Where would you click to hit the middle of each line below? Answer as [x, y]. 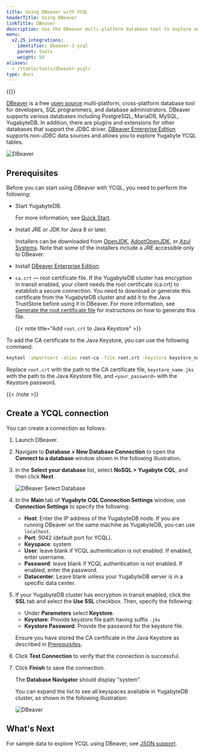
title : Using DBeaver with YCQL [47, 12]
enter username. [45, 557]
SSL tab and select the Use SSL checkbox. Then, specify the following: [104, 601]
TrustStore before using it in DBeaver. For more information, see [95, 304]
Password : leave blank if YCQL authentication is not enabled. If [103, 563]
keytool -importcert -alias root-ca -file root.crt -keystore [87, 358]
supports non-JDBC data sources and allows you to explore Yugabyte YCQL [101, 136]
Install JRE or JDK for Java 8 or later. [61, 229]
